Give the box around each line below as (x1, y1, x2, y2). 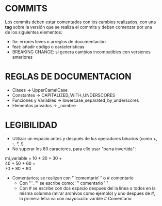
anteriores (12, 54, 33, 60)
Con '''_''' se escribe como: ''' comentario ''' (19, 180, 108, 186)
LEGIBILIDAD (5, 120, 57, 131)
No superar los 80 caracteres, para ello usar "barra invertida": (12, 146, 136, 152)
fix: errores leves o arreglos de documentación (12, 38, 106, 44)
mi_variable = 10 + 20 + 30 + (5, 155, 62, 161)
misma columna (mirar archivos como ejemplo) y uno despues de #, (19, 190, 156, 196)
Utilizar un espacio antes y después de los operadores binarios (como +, (12, 135, 158, 141)
